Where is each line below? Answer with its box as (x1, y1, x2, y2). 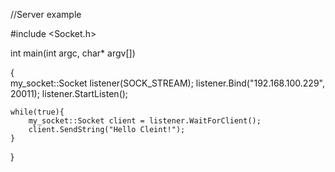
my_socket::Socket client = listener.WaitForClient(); (28, 116, 262, 126)
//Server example (10, 9, 82, 20)
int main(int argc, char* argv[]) (10, 47, 136, 59)
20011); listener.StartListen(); (10, 88, 129, 99)
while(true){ (10, 107, 65, 117)
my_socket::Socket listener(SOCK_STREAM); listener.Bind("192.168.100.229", (10, 77, 325, 89)
